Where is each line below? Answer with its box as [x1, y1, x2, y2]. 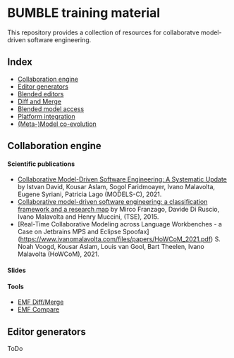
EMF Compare [17, 305, 60, 314]
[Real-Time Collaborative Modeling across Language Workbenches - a [17, 220, 222, 229]
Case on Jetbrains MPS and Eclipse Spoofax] [17, 227, 149, 236]
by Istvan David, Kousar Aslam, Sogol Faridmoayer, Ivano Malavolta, [17, 183, 216, 191]
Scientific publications [7, 160, 75, 168]
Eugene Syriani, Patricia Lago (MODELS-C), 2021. [17, 190, 162, 198]
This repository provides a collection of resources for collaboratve [7, 28, 199, 37]
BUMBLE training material [7, 5, 161, 21]
